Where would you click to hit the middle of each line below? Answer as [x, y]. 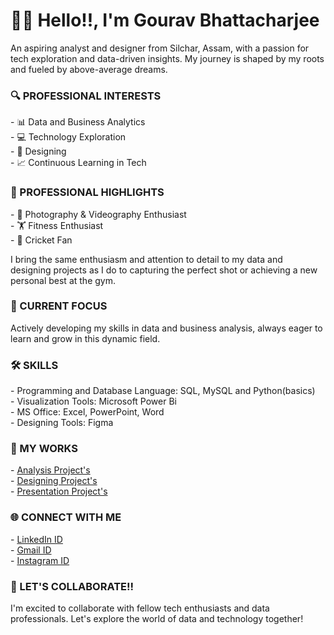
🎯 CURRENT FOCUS [59, 306]
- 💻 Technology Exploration [68, 137]
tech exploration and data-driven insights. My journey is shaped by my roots [167, 58]
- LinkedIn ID [36, 539]
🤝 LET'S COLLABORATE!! [72, 586]
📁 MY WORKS [44, 449]
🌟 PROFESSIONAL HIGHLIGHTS [87, 192]
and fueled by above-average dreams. [89, 69]
